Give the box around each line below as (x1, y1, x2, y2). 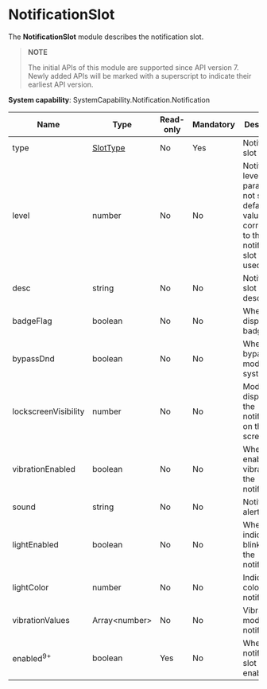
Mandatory (192, 119, 236, 130)
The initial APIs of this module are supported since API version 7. (27, 62, 240, 72)
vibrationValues (12, 614, 70, 625)
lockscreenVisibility (12, 406, 85, 417)
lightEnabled (12, 539, 60, 550)
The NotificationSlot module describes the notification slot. (8, 32, 204, 41)
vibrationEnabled (12, 463, 75, 474)
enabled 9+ (12, 652, 52, 664)
